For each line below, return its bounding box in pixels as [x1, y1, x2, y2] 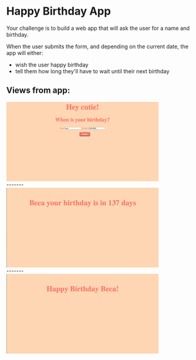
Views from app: [6, 85, 71, 96]
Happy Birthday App [6, 4, 111, 18]
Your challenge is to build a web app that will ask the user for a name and [6, 24, 190, 32]
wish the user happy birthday [15, 61, 89, 68]
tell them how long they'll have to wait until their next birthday [15, 67, 170, 74]
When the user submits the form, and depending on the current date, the [6, 43, 189, 50]
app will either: [6, 49, 44, 56]
